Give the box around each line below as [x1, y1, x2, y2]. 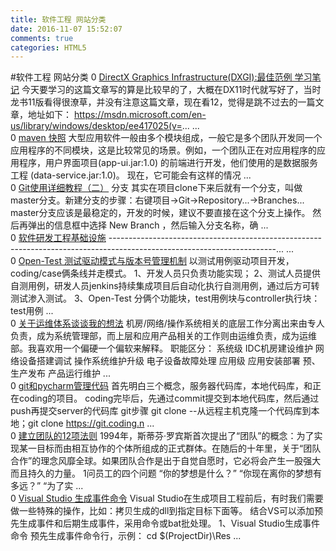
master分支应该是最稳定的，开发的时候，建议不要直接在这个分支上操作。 [10, 207, 311, 219]
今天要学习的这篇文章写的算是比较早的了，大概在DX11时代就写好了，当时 [21, 84, 322, 96]
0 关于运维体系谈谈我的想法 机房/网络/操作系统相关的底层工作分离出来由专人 [10, 317, 325, 330]
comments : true [10, 33, 74, 43]
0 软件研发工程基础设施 [10, 232, 107, 244]
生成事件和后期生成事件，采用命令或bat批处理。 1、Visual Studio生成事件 [18, 517, 320, 530]
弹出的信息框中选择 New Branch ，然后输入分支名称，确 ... [27, 219, 269, 231]
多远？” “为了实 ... [10, 480, 84, 492]
